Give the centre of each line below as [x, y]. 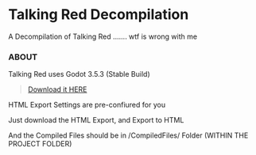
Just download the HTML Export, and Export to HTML [96, 120]
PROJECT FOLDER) [40, 144]
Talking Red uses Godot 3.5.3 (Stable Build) [79, 74]
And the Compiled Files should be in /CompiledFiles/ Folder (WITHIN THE [128, 135]
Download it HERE [57, 89]
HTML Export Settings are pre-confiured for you [87, 105]
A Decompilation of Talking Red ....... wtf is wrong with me [103, 36]
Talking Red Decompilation [99, 15]
